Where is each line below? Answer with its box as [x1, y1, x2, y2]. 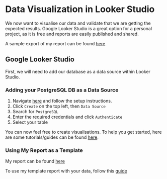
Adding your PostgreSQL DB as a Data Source [5, 86, 119, 94]
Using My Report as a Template [5, 147, 83, 154]
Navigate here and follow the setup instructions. [12, 98, 112, 104]
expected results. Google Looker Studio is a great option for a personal [5, 25, 152, 31]
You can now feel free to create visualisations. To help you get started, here [5, 129, 162, 135]
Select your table [12, 119, 48, 125]
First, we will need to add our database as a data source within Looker [5, 68, 151, 74]
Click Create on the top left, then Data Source [12, 103, 106, 109]
